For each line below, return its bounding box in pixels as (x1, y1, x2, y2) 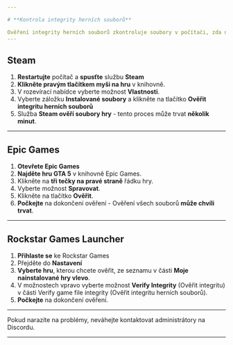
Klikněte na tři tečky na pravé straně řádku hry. (17, 177, 154, 185)
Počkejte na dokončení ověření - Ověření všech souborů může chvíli (17, 199, 215, 208)
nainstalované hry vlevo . (17, 274, 90, 282)
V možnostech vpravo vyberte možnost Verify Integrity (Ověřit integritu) (17, 280, 225, 289)
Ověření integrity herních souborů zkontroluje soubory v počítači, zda (7, 28, 222, 35)
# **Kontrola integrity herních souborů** (7, 16, 132, 23)
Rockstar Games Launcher (7, 233, 125, 245)
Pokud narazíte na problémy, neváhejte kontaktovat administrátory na (7, 315, 206, 323)
